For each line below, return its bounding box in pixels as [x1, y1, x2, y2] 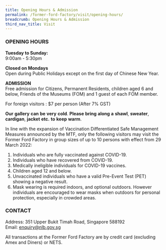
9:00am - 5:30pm [5, 55, 42, 61]
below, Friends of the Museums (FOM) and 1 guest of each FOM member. [5, 91, 158, 97]
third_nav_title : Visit [5, 21, 56, 27]
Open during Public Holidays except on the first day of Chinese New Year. [5, 70, 159, 76]
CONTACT [5, 207, 31, 214]
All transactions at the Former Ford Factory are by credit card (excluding [5, 234, 156, 240]
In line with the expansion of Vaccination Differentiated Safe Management [5, 126, 158, 132]
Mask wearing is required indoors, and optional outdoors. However [12, 184, 152, 190]
